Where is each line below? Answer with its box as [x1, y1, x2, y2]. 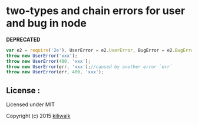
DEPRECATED [6, 36, 41, 43]
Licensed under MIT [6, 101, 55, 108]
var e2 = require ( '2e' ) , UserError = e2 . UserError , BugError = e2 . [6, 47, 176, 53]
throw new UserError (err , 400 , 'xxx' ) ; [6, 69, 104, 75]
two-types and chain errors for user [6, 4, 186, 18]
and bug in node [6, 16, 87, 30]
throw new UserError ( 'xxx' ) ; [6, 53, 78, 59]
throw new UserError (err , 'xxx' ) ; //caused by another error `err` [6, 63, 173, 70]
